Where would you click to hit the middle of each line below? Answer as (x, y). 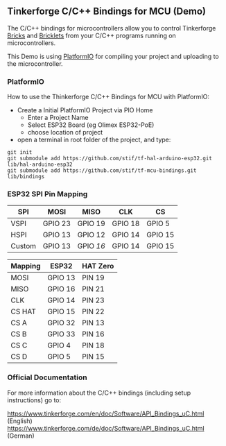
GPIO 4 (59, 345)
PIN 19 (94, 278)
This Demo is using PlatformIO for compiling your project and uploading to (113, 56)
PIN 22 (94, 311)
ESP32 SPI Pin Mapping (47, 194)
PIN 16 (94, 334)
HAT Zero (98, 266)
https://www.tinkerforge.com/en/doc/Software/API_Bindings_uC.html (106, 413)
